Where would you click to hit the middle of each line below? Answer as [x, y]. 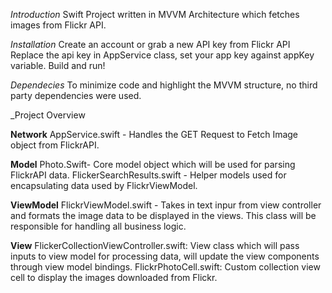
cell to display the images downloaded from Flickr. [114, 277]
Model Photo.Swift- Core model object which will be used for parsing [153, 164]
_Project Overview [48, 115]
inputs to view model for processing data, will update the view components [165, 256]
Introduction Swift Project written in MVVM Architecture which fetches [155, 14]
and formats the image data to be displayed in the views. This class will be [163, 215]
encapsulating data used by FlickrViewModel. [104, 185]
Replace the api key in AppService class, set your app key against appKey [162, 55]
